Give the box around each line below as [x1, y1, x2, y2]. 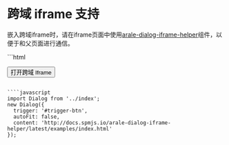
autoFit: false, [13, 113, 60, 120]
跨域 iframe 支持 [7, 6, 100, 22]
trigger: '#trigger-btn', [13, 107, 88, 114]
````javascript [7, 89, 51, 96]
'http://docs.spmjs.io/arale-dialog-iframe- [41, 119, 171, 126]
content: [13, 119, 39, 126]
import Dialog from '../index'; [7, 95, 100, 102]
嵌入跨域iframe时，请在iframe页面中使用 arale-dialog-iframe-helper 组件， [7, 30, 217, 39]
